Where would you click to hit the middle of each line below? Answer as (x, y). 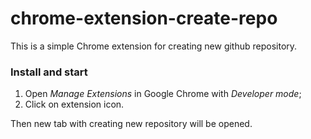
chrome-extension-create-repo (144, 18)
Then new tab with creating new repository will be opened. (131, 124)
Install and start (49, 72)
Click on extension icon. (74, 104)
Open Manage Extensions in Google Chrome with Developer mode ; (163, 94)
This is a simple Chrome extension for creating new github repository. (154, 46)
